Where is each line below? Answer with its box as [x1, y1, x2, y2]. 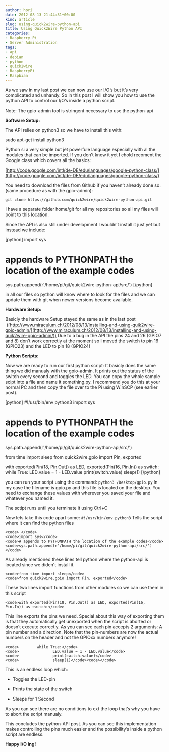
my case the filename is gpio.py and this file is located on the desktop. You [5, 484, 161, 490]
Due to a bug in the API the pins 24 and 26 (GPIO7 [57, 332, 162, 338]
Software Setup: [5, 117, 40, 123]
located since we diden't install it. [5, 561, 75, 568]
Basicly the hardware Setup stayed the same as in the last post [5, 316, 136, 322]
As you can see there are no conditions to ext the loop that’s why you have [5, 705, 160, 712]
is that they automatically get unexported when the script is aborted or [5, 618, 152, 624]
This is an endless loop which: [5, 666, 68, 672]
